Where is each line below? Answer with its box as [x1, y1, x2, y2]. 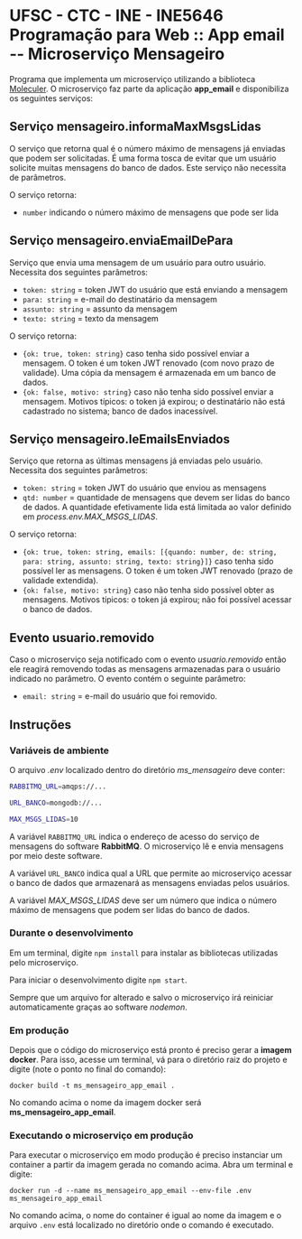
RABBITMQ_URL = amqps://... [9, 782, 106, 791]
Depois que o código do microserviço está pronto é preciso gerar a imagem [9, 1045, 292, 1056]
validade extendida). [22, 575, 99, 586]
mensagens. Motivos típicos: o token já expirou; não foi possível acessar [22, 594, 292, 605]
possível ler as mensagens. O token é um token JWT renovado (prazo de [22, 565, 293, 576]
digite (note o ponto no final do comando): [9, 1064, 167, 1075]
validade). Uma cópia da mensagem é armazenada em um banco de [22, 367, 277, 377]
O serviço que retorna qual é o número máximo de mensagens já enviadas [9, 143, 286, 154]
